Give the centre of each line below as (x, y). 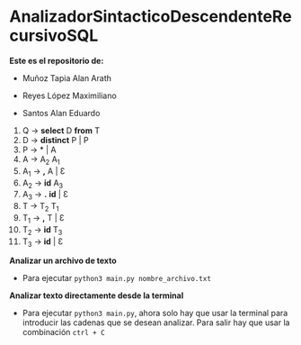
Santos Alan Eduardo (61, 113)
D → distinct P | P (55, 140)
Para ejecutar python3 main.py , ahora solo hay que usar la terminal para (155, 313)
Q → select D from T (61, 130)
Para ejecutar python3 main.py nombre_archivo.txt (116, 278)
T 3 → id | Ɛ (43, 242)
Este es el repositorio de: (57, 60)
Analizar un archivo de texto (63, 261)
